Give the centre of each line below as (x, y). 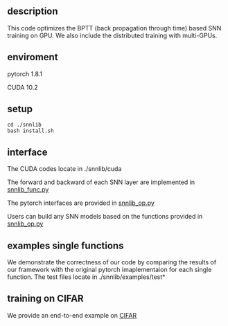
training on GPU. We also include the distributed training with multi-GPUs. (112, 35)
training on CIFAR (46, 299)
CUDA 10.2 (23, 87)
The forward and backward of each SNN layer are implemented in (101, 182)
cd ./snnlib (24, 125)
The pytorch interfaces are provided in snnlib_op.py (81, 203)
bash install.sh (30, 131)
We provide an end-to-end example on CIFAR (72, 315)
